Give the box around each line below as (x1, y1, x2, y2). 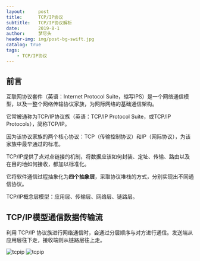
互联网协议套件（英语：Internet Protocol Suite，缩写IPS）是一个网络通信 (6, 93, 184, 100)
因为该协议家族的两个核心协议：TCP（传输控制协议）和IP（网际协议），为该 (6, 133, 191, 140)
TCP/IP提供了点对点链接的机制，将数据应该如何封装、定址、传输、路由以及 (6, 153, 190, 160)
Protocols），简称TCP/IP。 (6, 120, 70, 128)
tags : (6, 47, 20, 53)
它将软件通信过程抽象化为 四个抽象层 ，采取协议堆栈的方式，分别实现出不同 (6, 173, 189, 180)
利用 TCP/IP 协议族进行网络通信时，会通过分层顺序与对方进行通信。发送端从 (6, 229, 193, 236)
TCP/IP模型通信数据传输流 (6, 212, 103, 222)
